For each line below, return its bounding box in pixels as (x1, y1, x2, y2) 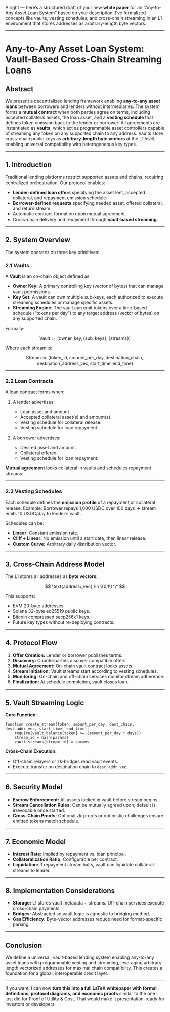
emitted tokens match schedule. (12, 818, 80, 824)
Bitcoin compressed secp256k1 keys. (12, 613, 91, 620)
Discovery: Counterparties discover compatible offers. (12, 658, 127, 664)
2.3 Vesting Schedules (5, 488, 62, 495)
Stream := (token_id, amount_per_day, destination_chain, (26, 354, 144, 360)
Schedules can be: (5, 520, 45, 526)
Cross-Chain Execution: (5, 748, 57, 754)
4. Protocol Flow (5, 638, 58, 647)
